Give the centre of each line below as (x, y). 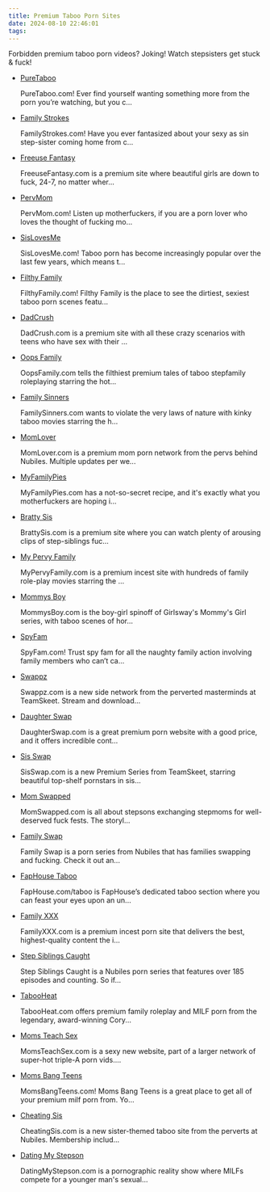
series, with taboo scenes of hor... (77, 621)
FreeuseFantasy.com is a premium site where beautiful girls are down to (139, 174)
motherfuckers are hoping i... (68, 501)
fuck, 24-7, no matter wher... (67, 182)
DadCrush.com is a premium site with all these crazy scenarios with (133, 333)
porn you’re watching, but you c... (76, 103)
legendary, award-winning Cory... (75, 1020)
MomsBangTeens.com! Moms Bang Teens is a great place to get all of (136, 1091)
